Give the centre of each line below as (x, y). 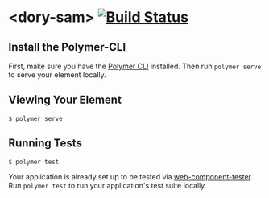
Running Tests (45, 144)
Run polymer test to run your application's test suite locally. (108, 185)
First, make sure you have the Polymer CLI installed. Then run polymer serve (135, 66)
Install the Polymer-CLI (67, 47)
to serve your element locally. (57, 75)
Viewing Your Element (65, 100)
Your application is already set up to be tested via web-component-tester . (131, 176)
